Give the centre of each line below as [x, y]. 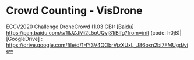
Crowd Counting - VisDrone [74, 11]
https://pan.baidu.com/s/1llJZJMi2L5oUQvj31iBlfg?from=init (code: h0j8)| [94, 32]
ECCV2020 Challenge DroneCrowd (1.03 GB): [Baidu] [70, 27]
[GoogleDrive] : [24, 39]
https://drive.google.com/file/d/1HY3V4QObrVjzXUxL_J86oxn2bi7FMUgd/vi [97, 45]
